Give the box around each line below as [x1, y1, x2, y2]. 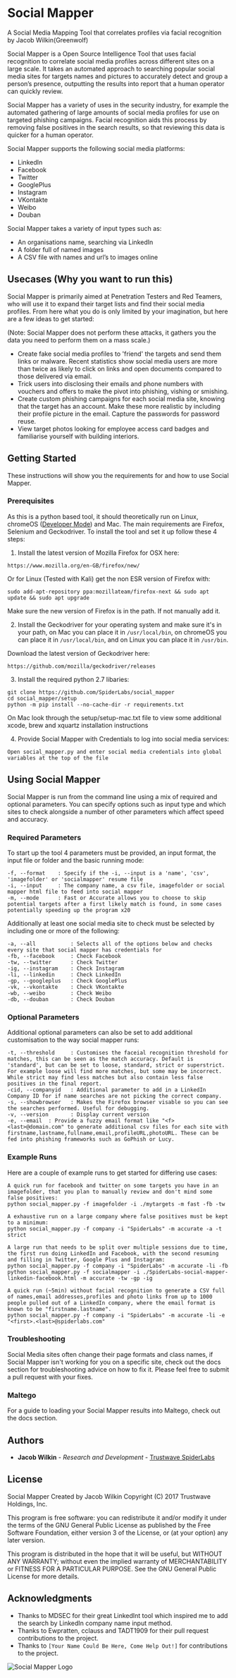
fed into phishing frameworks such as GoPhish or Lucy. [7, 1136, 175, 1143]
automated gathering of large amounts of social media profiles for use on [7, 108, 220, 116]
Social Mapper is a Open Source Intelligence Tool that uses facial [7, 49, 196, 58]
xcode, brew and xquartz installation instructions [7, 721, 149, 729]
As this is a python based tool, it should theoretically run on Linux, [7, 512, 199, 520]
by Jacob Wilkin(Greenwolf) [7, 35, 89, 44]
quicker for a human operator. [7, 131, 94, 139]
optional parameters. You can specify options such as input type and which [7, 800, 227, 808]
